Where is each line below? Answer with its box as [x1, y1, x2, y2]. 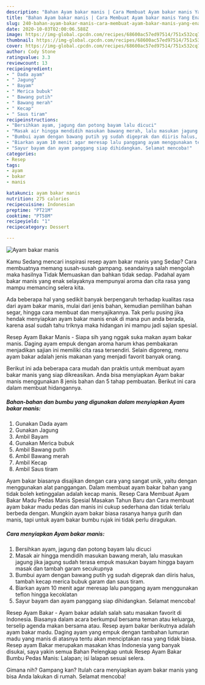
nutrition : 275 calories [6, 196, 70, 202]
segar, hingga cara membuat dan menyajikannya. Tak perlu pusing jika [6, 309, 184, 316]
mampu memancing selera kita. [6, 284, 85, 291]
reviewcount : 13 [6, 60, 48, 66]
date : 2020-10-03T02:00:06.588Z [6, 26, 88, 32]
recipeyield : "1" [6, 218, 51, 224]
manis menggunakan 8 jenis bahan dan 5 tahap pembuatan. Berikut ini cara [6, 378, 196, 385]
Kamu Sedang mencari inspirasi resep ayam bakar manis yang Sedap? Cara [6, 258, 197, 265]
